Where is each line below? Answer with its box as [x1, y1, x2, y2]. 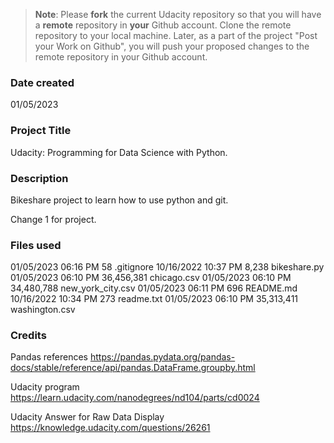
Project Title [10, 124, 72, 138]
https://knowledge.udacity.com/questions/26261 [10, 422, 211, 434]
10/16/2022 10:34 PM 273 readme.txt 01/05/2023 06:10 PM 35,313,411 [10, 293, 299, 305]
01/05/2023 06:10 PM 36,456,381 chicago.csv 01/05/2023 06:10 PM [10, 272, 292, 284]
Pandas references [10, 351, 88, 363]
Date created [10, 75, 75, 89]
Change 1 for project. [10, 213, 97, 225]
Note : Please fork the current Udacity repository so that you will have [34, 9, 322, 20]
